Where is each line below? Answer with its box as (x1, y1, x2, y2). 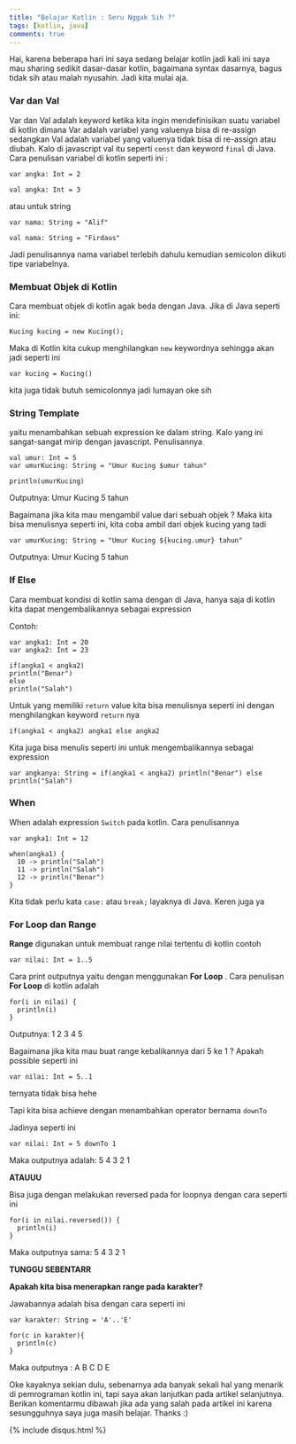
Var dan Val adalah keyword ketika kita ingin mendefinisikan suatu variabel (9, 114, 281, 125)
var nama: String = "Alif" (9, 218, 109, 227)
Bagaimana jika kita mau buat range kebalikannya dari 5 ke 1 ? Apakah (9, 1046, 264, 1057)
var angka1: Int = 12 (9, 834, 89, 843)
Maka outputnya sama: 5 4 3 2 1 (9, 1247, 125, 1258)
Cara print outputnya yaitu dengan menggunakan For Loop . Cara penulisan (9, 972, 285, 982)
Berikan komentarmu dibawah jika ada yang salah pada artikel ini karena (9, 1398, 272, 1409)
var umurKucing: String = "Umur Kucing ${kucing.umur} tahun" (9, 536, 243, 545)
